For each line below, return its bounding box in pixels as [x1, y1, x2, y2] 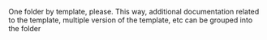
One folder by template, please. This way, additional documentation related [8, 7, 260, 16]
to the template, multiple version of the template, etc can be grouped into [8, 15, 253, 25]
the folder [8, 24, 41, 33]
